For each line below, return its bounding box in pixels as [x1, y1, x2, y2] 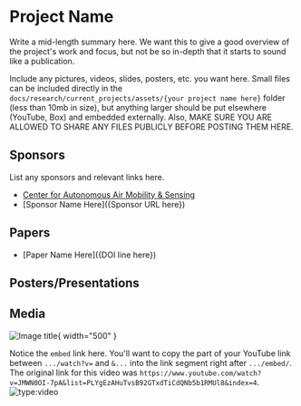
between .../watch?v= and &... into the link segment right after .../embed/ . [9, 357, 292, 368]
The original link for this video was [9, 367, 138, 378]
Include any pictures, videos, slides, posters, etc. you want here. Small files [9, 72, 290, 83]
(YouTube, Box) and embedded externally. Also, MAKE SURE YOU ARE [9, 111, 272, 122]
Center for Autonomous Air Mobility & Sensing [22, 188, 196, 200]
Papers [9, 225, 51, 241]
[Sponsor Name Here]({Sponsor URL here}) [22, 198, 186, 209]
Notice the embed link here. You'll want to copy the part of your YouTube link [9, 347, 291, 359]
